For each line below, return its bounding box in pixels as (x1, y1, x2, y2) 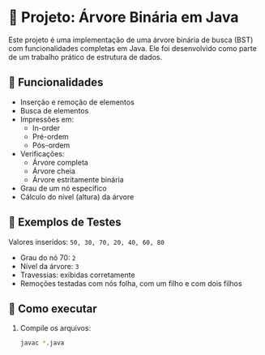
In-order (32, 122, 61, 133)
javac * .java (19, 339, 65, 348)
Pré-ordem (32, 131, 69, 141)
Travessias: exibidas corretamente (19, 270, 135, 280)
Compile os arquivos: (19, 323, 92, 333)
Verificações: (19, 148, 65, 158)
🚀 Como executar (8, 302, 97, 315)
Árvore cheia (32, 166, 75, 176)
